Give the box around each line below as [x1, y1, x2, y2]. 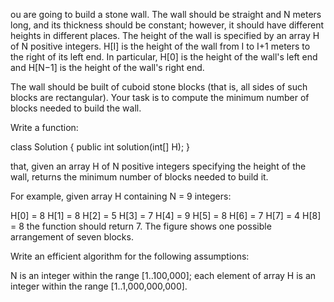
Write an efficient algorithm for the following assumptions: [10, 250, 250, 262]
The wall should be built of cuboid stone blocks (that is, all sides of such [10, 81, 308, 93]
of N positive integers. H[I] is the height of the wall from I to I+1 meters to [10, 40, 311, 52]
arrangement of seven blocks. [10, 231, 134, 243]
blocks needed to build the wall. [10, 102, 142, 114]
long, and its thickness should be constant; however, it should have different [10, 19, 324, 31]
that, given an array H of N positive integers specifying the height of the [10, 160, 307, 172]
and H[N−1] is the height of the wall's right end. [10, 62, 205, 73]
